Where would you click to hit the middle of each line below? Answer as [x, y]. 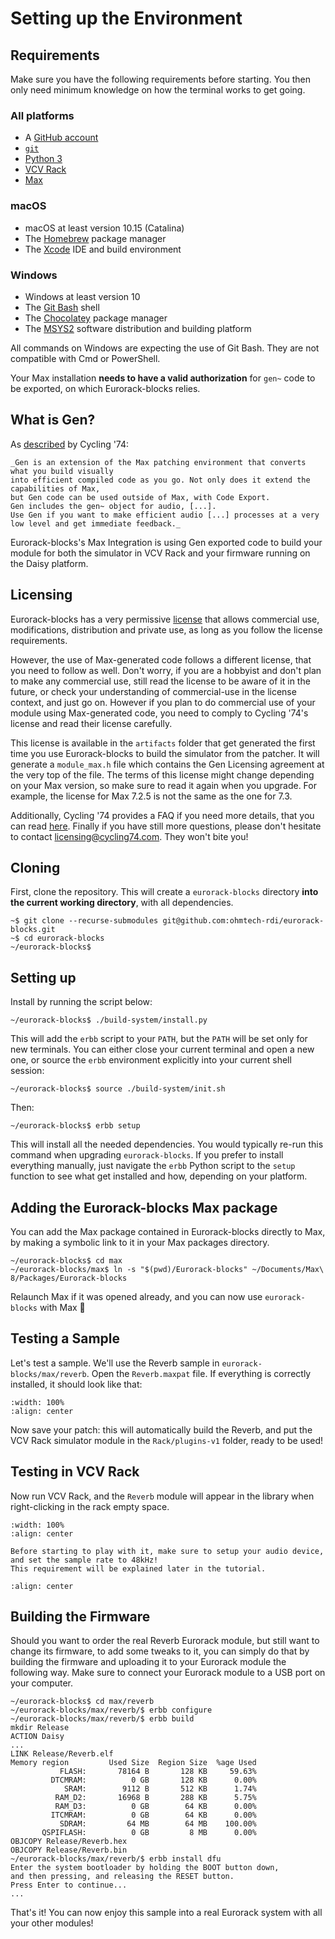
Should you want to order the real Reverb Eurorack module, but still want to [165, 1641]
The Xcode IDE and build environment [103, 249]
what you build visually [62, 471]
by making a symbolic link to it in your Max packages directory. [140, 1242]
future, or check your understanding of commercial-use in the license [153, 691]
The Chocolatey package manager [96, 318]
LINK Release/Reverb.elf [62, 1754]
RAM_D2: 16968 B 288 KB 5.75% [155, 1798]
